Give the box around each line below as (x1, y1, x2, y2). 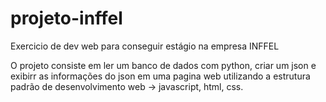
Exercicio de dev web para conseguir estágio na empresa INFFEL (10, 40, 280, 52)
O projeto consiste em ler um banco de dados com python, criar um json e (10, 59, 317, 71)
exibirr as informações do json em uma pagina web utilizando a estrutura (10, 70, 311, 82)
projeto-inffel (10, 7, 123, 30)
